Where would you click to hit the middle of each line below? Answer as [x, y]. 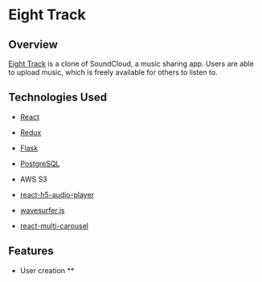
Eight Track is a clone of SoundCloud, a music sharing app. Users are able [131, 63]
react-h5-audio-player [57, 194]
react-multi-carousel [54, 226]
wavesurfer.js [42, 210]
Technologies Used [57, 98]
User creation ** [47, 270]
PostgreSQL [40, 163]
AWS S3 [34, 179]
